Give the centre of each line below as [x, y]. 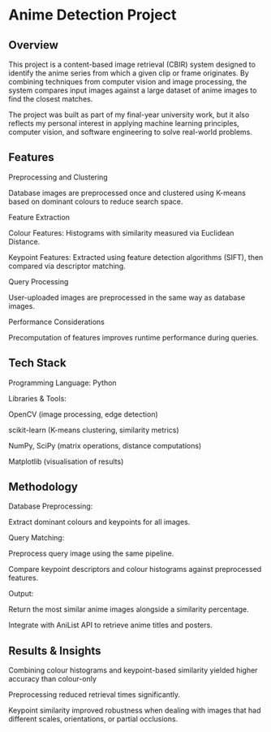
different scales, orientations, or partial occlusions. [93, 719]
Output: [21, 594]
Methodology [43, 487]
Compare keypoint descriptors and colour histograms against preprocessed [135, 570]
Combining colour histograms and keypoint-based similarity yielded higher [133, 670]
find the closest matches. [51, 99]
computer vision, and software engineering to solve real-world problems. [131, 132]
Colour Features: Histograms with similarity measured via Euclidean [121, 232]
